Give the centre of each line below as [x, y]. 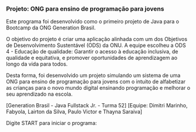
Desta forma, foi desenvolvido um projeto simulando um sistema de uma [93, 76]
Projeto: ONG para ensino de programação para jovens [85, 9]
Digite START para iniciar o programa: [51, 123]
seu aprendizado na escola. [39, 94]
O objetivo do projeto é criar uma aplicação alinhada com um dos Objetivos [97, 39]
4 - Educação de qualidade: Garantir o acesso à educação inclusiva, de [92, 52]
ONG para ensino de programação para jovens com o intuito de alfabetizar [96, 82]
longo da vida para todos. [37, 64]
